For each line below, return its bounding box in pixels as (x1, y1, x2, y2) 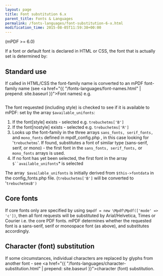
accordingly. (5, 228, 30, 234)
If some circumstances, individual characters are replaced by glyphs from (5, 255, 153, 261)
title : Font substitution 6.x (5, 12, 67, 17)
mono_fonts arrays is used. (12, 150, 65, 156)
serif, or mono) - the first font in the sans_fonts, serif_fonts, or (12, 145, 143, 151)
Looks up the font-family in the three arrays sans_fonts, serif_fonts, (12, 129, 154, 135)
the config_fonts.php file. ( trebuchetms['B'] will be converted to (5, 175, 134, 181)
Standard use (5, 67, 47, 76)
